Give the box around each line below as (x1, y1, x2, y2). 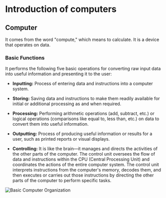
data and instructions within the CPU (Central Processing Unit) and (12, 156, 150, 163)
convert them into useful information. (12, 121, 89, 127)
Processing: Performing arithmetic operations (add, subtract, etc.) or (12, 111, 155, 117)
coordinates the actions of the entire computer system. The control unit (12, 162, 160, 168)
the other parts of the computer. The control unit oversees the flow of (12, 151, 156, 157)
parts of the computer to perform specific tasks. (12, 178, 112, 184)
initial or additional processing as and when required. (12, 101, 122, 107)
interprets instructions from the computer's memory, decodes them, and (12, 167, 161, 173)
